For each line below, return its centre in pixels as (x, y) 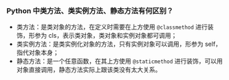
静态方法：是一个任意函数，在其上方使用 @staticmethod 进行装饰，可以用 (119, 61)
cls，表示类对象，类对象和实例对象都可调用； (113, 36)
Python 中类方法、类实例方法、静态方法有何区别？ (90, 10)
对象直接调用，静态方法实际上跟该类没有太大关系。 (89, 70)
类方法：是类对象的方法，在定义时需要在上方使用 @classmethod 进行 (112, 27)
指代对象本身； (37, 53)
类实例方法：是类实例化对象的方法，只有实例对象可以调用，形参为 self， (119, 44)
